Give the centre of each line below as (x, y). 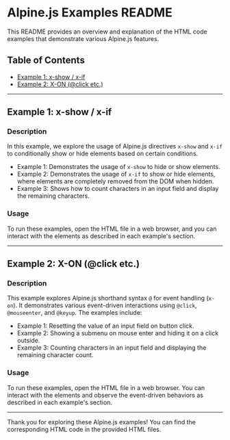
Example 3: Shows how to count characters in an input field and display (118, 189)
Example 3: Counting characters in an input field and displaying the (112, 348)
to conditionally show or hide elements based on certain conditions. (103, 154)
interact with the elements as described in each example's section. (101, 236)
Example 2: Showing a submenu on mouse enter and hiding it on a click (118, 333)
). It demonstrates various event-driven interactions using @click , (105, 305)
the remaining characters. (53, 196)
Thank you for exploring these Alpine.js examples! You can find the (102, 422)
